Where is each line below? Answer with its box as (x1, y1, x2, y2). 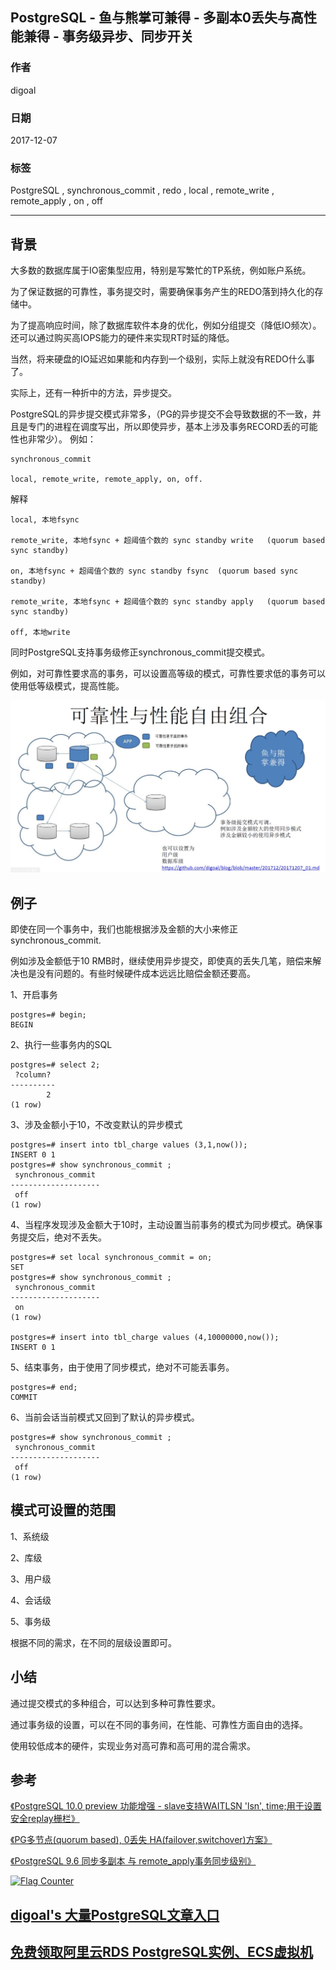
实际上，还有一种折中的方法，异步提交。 (10, 387, 177, 399)
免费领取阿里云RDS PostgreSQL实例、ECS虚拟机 (10, 1944, 314, 1961)
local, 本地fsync (10, 515, 80, 525)
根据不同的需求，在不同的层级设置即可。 (10, 1636, 177, 1648)
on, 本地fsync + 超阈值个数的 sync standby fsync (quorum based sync (10, 566, 299, 577)
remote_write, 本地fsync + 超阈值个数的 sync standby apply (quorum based (10, 597, 326, 607)
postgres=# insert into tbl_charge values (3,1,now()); (10, 1140, 248, 1150)
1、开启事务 (10, 989, 58, 1001)
